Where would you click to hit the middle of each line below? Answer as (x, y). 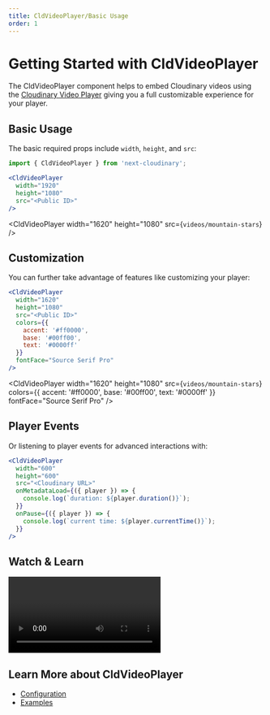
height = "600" (38, 476)
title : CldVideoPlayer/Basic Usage (69, 16)
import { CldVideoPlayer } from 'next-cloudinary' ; (97, 163)
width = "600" (36, 468)
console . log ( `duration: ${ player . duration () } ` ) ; (107, 499)
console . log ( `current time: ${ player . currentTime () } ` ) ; (120, 521)
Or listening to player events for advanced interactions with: (108, 446)
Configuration (43, 694)
